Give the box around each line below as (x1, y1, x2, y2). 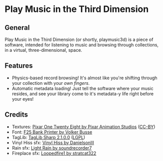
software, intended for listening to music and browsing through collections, (4, 42, 159, 48)
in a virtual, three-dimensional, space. (4, 47, 83, 53)
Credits (4, 111, 28, 119)
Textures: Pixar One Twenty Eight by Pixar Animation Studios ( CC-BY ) (11, 124, 156, 130)
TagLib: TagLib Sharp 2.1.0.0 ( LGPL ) (11, 134, 86, 140)
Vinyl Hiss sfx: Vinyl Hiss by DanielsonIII (11, 140, 94, 146)
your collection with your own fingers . (11, 80, 90, 86)
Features (4, 61, 33, 70)
